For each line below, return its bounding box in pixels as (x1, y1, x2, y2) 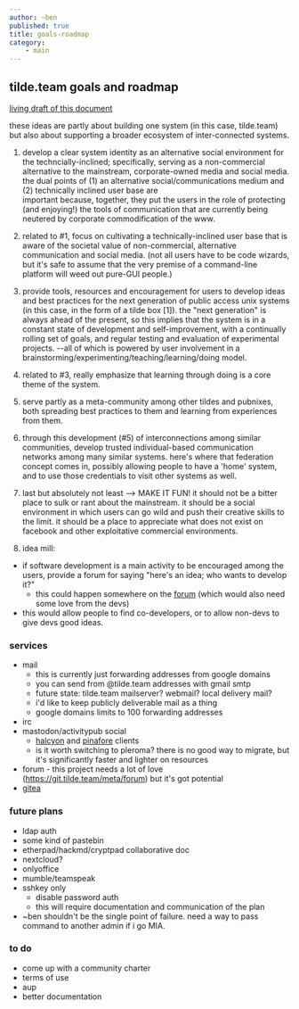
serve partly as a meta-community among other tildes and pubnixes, (21, 396, 274, 407)
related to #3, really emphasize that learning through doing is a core (21, 369, 271, 380)
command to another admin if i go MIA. (21, 920, 166, 930)
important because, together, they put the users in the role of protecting (21, 194, 287, 205)
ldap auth (21, 825, 58, 836)
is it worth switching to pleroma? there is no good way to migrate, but (35, 745, 290, 756)
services (9, 639, 48, 651)
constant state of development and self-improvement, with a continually (21, 323, 287, 335)
